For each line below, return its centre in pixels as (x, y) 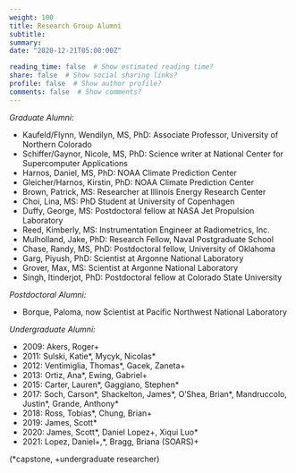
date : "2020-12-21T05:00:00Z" (66, 51)
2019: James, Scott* (59, 422)
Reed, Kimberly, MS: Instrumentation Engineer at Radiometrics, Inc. (146, 230)
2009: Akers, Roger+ (61, 346)
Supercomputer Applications (75, 163)
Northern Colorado (57, 144)
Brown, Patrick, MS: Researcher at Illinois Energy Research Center (144, 191)
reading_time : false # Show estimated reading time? (112, 67)
